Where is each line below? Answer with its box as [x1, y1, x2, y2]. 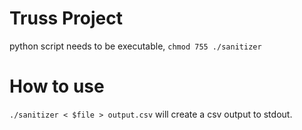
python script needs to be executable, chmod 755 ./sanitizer [9, 40, 262, 52]
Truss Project [9, 7, 123, 30]
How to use [9, 75, 105, 98]
